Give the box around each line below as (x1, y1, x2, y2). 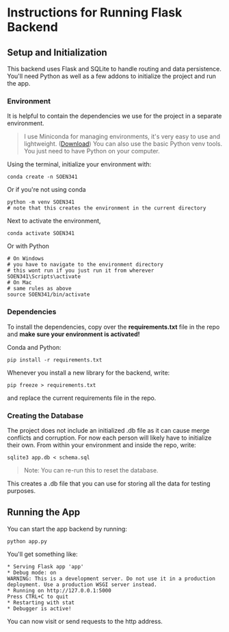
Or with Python (7, 242, 50, 251)
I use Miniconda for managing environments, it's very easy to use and (23, 132, 221, 141)
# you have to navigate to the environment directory (7, 262, 164, 268)
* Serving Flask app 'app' (7, 563, 84, 570)
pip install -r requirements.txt (7, 356, 103, 364)
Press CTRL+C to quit (7, 593, 69, 600)
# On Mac (7, 279, 32, 286)
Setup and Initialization (7, 47, 107, 58)
